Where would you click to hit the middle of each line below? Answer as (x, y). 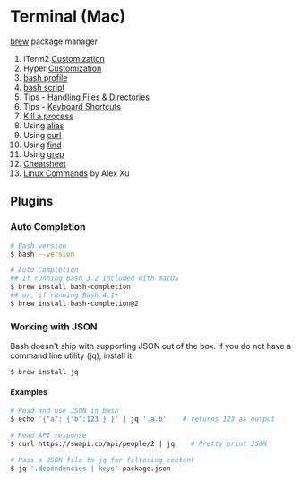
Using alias (43, 125)
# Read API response (49, 435)
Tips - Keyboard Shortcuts (72, 106)
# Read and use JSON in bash (64, 411)
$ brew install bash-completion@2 (75, 303)
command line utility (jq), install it (71, 355)
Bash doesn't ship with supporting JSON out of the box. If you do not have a (151, 346)
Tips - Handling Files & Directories (86, 97)
